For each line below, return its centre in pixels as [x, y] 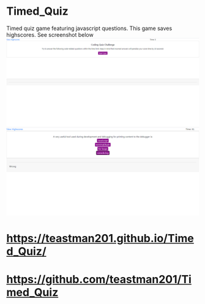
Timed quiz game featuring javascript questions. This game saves [89, 28]
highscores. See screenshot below [50, 34]
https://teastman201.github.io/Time [100, 238]
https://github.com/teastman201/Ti [99, 279]
